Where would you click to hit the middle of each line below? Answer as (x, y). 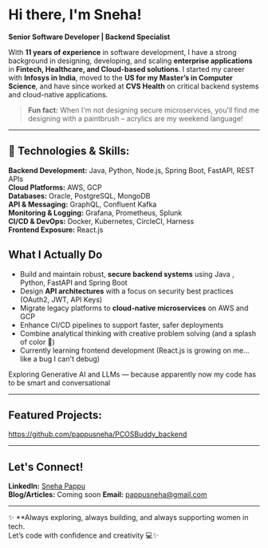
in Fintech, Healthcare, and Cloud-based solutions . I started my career (126, 69)
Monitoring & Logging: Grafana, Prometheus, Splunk (95, 212)
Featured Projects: (55, 415)
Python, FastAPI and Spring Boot (73, 282)
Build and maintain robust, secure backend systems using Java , (127, 274)
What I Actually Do (55, 255)
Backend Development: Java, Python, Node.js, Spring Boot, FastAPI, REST (132, 170)
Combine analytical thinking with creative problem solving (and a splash (138, 333)
